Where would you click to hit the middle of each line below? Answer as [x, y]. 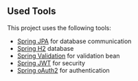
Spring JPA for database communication [74, 41]
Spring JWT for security [51, 63]
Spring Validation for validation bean [68, 56]
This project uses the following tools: [59, 27]
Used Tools [32, 11]
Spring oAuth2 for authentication [63, 70]
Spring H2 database [45, 48]
